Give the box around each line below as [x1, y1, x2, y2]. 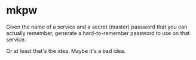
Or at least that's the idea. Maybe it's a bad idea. [6, 47, 126, 54]
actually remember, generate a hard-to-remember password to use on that [6, 29, 190, 36]
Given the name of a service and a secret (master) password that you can [6, 23, 188, 30]
